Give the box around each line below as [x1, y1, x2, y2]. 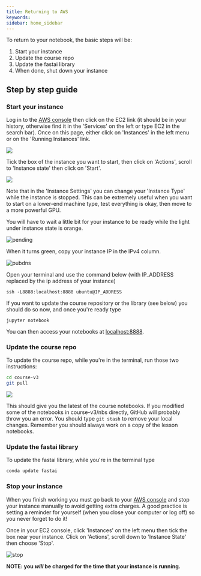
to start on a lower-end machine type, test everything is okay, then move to [6, 200, 192, 208]
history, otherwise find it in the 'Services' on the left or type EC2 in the [6, 122, 180, 130]
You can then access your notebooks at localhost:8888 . [6, 328, 144, 335]
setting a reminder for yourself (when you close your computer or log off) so [6, 508, 195, 516]
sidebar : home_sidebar [6, 20, 63, 26]
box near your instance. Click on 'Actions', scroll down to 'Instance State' [6, 533, 187, 540]
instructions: [6, 363, 37, 370]
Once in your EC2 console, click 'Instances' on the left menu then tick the [6, 526, 188, 534]
